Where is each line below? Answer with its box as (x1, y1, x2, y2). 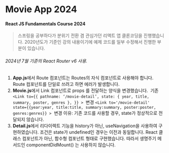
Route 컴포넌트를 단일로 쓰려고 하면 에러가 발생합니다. (12, 81, 120, 87)
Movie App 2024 (5, 4, 77, 15)
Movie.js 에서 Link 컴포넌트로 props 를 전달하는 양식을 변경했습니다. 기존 (12, 87, 159, 94)
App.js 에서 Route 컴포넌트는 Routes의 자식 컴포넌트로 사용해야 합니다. (12, 75, 154, 81)
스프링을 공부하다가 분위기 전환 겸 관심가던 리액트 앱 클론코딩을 (17, 33, 143, 39)
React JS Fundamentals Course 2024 (5, 20, 86, 26)
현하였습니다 (12, 129, 38, 135)
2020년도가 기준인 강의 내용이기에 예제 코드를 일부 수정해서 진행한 (24, 39, 156, 45)
